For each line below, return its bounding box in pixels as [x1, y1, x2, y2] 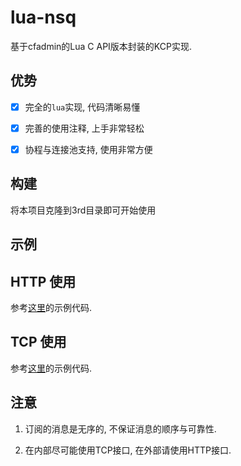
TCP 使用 [10, 334, 67, 351]
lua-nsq [10, 6, 77, 29]
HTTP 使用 [10, 273, 77, 290]
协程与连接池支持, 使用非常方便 [24, 143, 153, 155]
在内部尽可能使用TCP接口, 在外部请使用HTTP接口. [24, 444, 232, 456]
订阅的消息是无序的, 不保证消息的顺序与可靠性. [24, 422, 217, 435]
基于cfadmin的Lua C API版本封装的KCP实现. [10, 40, 192, 52]
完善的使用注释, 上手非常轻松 [24, 122, 145, 134]
